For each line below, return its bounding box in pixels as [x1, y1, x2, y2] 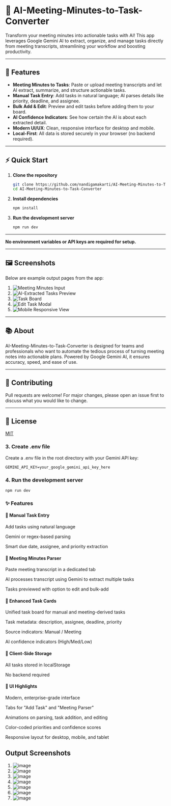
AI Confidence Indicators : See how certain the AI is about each [12, 114, 147, 120]
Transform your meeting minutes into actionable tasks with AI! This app [5, 32, 155, 38]
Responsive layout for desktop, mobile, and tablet [5, 734, 109, 740]
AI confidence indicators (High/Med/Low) [5, 639, 93, 645]
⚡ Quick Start [5, 156, 48, 165]
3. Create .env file [5, 443, 50, 450]
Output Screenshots [5, 749, 71, 758]
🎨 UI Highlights [5, 683, 37, 689]
